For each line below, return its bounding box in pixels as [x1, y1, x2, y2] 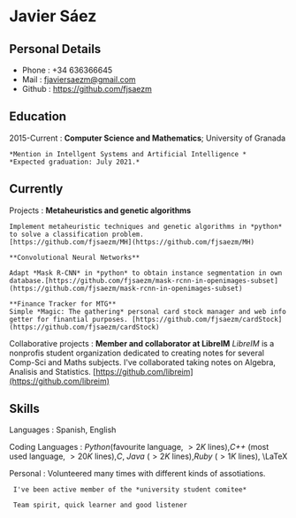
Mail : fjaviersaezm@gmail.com [21, 74, 136, 85]
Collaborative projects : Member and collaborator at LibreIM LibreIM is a [9, 338, 275, 348]
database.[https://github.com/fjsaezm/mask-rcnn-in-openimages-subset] [9, 276, 278, 285]
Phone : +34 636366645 [21, 65, 113, 75]
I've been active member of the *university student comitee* [12, 485, 247, 494]
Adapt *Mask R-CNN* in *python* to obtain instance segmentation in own [9, 268, 283, 278]
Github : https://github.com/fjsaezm [21, 84, 152, 94]
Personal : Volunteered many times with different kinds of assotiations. [9, 468, 266, 479]
